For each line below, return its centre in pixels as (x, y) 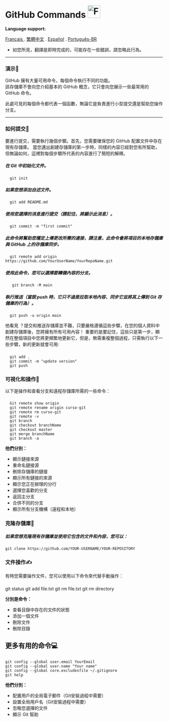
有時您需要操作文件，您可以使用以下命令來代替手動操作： (64, 576)
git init (19, 178)
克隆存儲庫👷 (20, 523)
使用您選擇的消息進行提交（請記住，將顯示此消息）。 (60, 214)
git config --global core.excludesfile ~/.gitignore (61, 670)
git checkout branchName (35, 425)
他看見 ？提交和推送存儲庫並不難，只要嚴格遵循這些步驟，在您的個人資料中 (82, 325)
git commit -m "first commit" (41, 226)
